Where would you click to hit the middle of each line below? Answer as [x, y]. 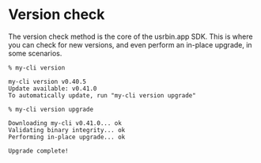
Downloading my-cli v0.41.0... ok [65, 123]
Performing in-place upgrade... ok [67, 137]
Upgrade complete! [38, 151]
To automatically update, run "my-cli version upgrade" [102, 95]
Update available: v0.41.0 [53, 89]
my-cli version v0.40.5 [47, 81]
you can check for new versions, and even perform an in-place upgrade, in [130, 44]
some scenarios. [35, 53]
